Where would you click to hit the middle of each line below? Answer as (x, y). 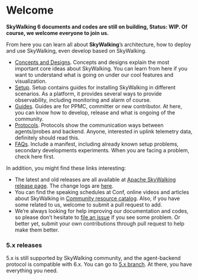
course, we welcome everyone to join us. (58, 33)
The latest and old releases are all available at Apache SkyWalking (95, 179)
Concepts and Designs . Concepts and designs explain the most (92, 62)
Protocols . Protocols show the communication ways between (89, 125)
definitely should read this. (47, 137)
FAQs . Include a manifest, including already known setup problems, (97, 144)
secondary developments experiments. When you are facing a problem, (102, 150)
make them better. (37, 230)
